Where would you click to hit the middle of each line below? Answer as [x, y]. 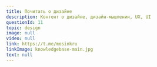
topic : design [24, 28]
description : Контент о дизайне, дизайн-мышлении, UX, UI [78, 17]
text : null [19, 55]
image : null [21, 33]
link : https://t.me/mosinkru [42, 44]
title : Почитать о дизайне [39, 11]
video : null [21, 38]
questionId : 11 [25, 22]
